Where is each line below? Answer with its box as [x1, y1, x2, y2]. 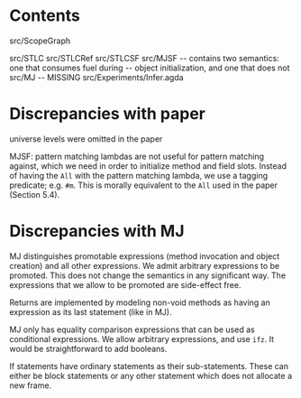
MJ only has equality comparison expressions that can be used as [9, 324, 255, 335]
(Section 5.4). [9, 189, 60, 199]
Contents [9, 5, 81, 26]
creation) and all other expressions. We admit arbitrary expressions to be [9, 260, 280, 271]
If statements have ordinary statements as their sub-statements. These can [9, 360, 289, 371]
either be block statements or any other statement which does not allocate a [9, 370, 293, 381]
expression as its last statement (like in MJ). [9, 306, 172, 317]
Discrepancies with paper [9, 104, 205, 125]
